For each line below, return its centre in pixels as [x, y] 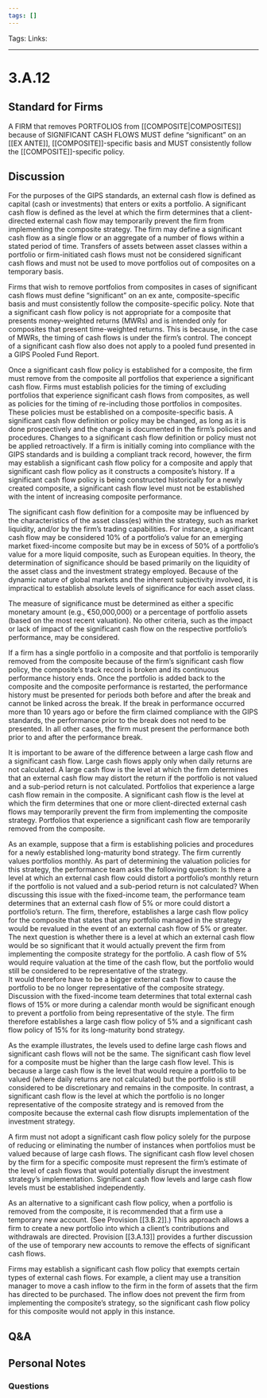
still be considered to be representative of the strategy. [98, 971]
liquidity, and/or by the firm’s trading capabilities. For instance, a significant [131, 529]
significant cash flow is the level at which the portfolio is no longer [116, 1096]
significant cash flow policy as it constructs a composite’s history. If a [122, 472]
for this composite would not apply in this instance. [92, 1311]
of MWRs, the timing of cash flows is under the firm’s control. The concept [130, 338]
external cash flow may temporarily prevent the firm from [131, 221]
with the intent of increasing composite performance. [95, 497]
